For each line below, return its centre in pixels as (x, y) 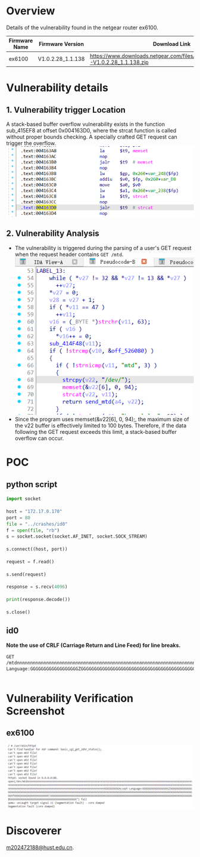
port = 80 (18, 517)
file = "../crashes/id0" (37, 524)
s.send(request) (26, 574)
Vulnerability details (57, 88)
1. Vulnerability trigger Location (66, 110)
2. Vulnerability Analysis (53, 234)
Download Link (172, 44)
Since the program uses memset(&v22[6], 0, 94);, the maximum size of (102, 420)
